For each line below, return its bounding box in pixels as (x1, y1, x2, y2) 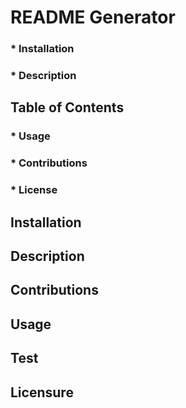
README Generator (10, 6, 176, 29)
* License (10, 183, 58, 197)
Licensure (10, 384, 74, 401)
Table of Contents (10, 99, 125, 116)
